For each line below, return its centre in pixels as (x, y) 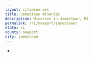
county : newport (22, 32)
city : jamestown (22, 37)
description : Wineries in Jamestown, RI (47, 19)
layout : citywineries (27, 9)
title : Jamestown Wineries (33, 14)
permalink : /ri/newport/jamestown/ (41, 23)
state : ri (15, 28)
